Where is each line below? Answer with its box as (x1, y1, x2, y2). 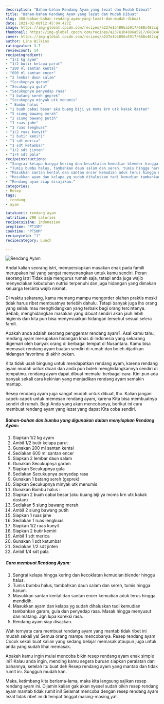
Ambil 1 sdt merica (12, 533, 50, 539)
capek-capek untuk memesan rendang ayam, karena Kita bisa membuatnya (5, 396, 157, 402)
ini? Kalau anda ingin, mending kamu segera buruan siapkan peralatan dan (5, 658, 155, 664)
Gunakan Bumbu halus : (12, 487, 61, 493)
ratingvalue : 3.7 (5, 43, 41, 48)
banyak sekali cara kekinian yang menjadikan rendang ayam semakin (5, 376, 144, 382)
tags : (5, 193, 17, 198)
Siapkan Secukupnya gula (12, 466, 65, 472)
